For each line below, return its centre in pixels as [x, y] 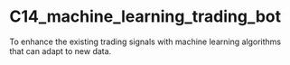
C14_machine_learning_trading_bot [145, 17]
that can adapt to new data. [61, 51]
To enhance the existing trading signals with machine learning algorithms [145, 42]
